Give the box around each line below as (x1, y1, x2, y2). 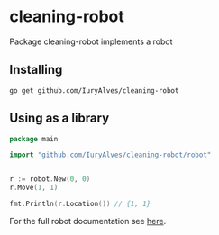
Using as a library (9, 111, 110, 126)
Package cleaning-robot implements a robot (9, 36, 173, 47)
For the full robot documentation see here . (9, 215, 167, 226)
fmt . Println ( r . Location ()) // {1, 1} (9, 200, 151, 209)
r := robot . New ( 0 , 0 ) (9, 175, 91, 184)
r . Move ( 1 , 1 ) (9, 183, 59, 193)
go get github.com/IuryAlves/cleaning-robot (9, 86, 179, 95)
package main (9, 134, 59, 143)
